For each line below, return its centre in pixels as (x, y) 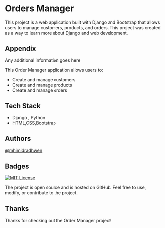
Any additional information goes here (43, 60)
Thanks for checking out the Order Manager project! (58, 220)
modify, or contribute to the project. (41, 193)
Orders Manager (40, 9)
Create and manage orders (40, 90)
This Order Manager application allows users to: (54, 70)
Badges (17, 166)
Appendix (21, 48)
